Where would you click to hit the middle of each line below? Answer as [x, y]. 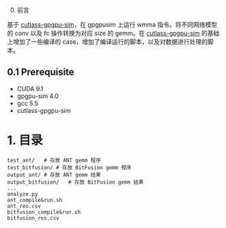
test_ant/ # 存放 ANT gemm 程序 [54, 160]
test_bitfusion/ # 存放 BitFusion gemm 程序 [69, 167]
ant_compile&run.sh [35, 200]
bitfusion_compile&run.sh [44, 212]
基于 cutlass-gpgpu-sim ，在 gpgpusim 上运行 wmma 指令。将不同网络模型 [112, 25]
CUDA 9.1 [30, 88]
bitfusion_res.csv [33, 218]
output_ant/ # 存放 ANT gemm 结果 [54, 175]
